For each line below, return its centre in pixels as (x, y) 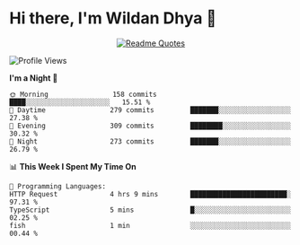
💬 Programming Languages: (57, 186)
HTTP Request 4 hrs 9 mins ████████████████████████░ (150, 194)
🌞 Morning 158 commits (83, 94)
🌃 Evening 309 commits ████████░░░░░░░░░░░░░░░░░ (150, 126)
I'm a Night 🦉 (34, 78)
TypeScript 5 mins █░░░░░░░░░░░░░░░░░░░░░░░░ (150, 210)
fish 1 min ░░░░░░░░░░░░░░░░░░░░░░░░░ (150, 225)
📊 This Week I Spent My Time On (73, 166)
